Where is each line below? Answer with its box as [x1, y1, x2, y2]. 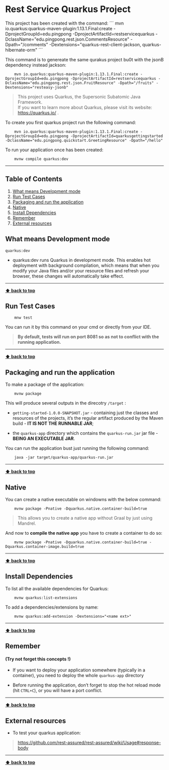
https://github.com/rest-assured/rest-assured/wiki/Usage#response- [17, 740, 161, 746]
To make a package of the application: [5, 381, 84, 388]
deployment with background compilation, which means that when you [12, 262, 159, 268]
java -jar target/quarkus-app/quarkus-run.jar [14, 455, 114, 460]
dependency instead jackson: [5, 62, 66, 68]
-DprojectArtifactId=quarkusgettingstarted [70, 133, 163, 139]
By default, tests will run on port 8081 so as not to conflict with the [17, 334, 159, 340]
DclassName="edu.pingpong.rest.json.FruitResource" [5, 80, 116, 85]
